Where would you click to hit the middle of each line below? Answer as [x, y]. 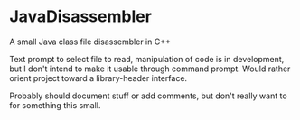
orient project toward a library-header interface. [98, 78]
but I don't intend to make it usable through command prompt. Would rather [150, 69]
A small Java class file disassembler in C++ [90, 42]
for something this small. [55, 105]
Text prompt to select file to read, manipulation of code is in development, [147, 59]
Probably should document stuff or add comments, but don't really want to [148, 96]
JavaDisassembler [80, 17]
